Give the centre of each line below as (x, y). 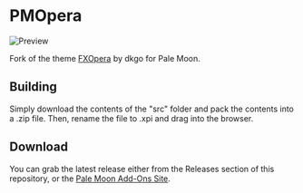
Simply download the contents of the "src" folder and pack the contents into (152, 109)
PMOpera (46, 16)
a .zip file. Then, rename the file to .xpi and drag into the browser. (132, 118)
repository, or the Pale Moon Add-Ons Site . (90, 179)
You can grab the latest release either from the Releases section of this (142, 169)
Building (33, 87)
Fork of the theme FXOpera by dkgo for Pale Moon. (105, 58)
